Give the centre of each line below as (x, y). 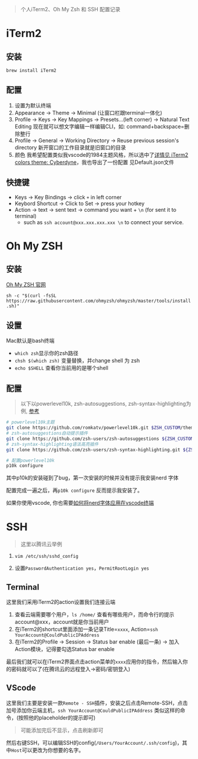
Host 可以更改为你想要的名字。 (48, 750)
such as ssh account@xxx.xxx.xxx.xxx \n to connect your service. (103, 222)
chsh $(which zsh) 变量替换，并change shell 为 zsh (77, 361)
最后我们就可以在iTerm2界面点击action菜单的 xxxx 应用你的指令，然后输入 (94, 662)
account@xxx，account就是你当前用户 (62, 622)
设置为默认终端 (33, 105)
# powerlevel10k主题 (30, 422)
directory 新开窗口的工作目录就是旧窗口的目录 (70, 147)
